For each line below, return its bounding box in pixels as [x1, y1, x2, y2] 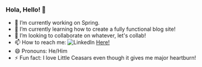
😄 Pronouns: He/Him [14, 48, 68, 55]
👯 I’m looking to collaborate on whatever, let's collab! [14, 32, 146, 39]
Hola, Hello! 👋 [5, 5, 47, 14]
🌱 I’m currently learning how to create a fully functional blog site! [14, 25, 176, 33]
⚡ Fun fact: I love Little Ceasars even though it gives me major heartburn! [14, 54, 197, 62]
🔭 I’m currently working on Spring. [14, 19, 100, 27]
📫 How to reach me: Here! [14, 39, 110, 46]
